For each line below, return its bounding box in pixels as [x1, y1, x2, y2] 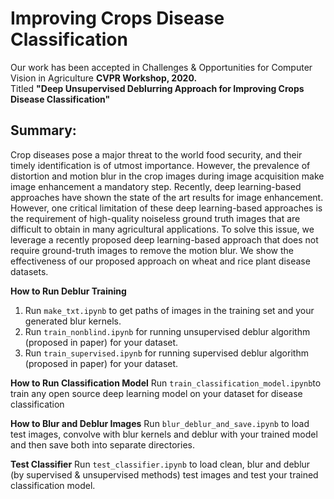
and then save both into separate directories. [10, 438, 195, 451]
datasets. [10, 265, 49, 277]
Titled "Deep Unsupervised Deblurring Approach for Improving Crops [10, 82, 305, 94]
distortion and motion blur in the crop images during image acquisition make [10, 170, 325, 182]
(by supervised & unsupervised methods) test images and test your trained [10, 468, 319, 481]
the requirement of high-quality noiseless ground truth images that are [10, 212, 301, 224]
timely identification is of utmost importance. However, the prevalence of [10, 159, 311, 171]
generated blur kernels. [24, 315, 122, 327]
